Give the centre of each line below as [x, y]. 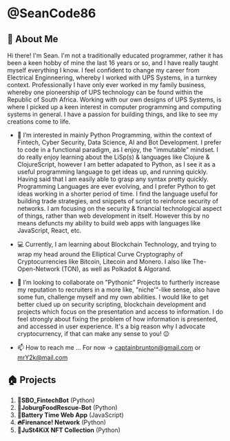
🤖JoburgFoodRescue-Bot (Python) [67, 407]
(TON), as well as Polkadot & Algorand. [117, 269]
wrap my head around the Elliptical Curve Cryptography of [100, 254]
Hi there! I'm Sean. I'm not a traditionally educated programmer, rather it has [115, 55]
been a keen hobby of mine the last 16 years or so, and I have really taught [113, 63]
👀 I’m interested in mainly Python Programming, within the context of [114, 135]
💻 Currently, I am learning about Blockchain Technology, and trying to [117, 244]
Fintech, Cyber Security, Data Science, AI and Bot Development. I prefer [119, 142]
